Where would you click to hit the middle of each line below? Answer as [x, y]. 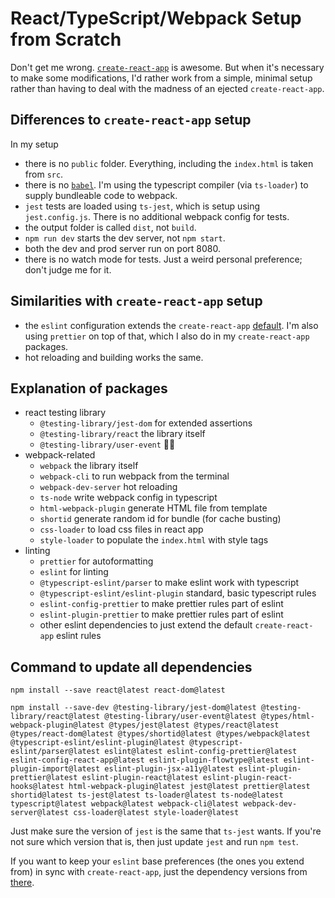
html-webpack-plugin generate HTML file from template [153, 508]
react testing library [65, 413]
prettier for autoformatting [96, 561]
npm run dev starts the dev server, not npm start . [125, 238]
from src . [44, 174]
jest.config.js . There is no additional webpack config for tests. [157, 216]
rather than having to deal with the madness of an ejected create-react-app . [167, 88]
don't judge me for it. [68, 269]
